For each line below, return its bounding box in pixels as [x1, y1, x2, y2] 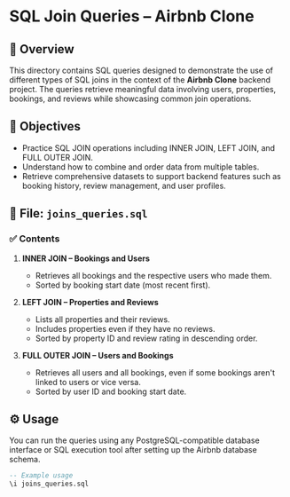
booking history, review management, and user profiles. [21, 180, 226, 191]
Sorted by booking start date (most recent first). [35, 280, 211, 290]
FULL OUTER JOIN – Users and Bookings [21, 350, 175, 360]
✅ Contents [9, 233, 60, 245]
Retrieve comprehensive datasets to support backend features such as [21, 170, 281, 181]
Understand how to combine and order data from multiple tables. [21, 162, 260, 172]
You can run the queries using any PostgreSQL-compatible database [9, 435, 260, 446]
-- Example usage [9, 471, 74, 480]
